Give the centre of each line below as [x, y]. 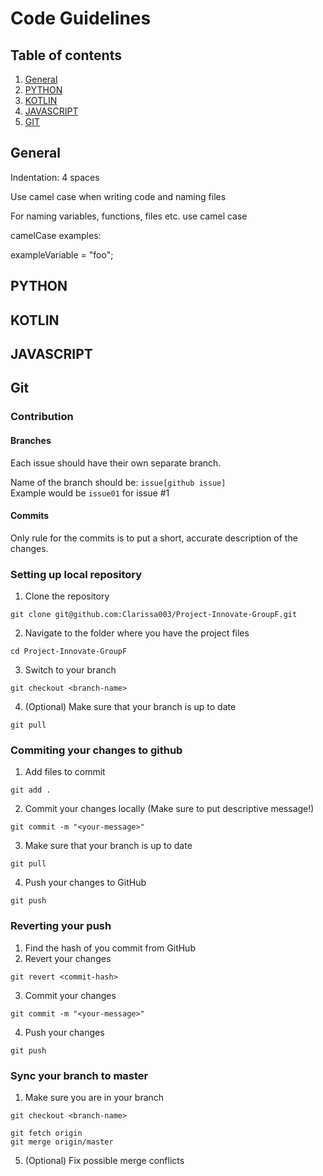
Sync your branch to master [79, 1075]
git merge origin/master [62, 1142]
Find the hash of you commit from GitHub [110, 948]
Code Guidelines [81, 18]
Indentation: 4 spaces [55, 177]
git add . [31, 790]
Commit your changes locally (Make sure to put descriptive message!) [169, 809]
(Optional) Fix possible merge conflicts [104, 1160]
